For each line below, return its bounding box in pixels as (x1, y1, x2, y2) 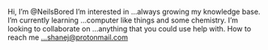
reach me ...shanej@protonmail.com (7, 32, 129, 42)
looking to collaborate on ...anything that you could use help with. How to (7, 24, 252, 33)
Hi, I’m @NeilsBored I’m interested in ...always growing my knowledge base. (7, 7, 261, 16)
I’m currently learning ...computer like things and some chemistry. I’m (7, 15, 238, 25)
